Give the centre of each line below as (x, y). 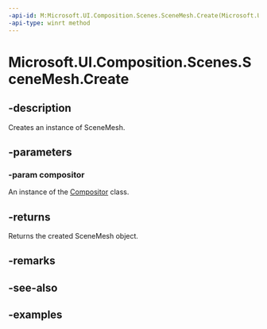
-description (40, 108)
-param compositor (46, 174)
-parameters (40, 152)
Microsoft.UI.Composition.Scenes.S (130, 62)
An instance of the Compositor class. (69, 192)
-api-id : (23, 15)
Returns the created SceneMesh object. (74, 236)
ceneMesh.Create (69, 79)
